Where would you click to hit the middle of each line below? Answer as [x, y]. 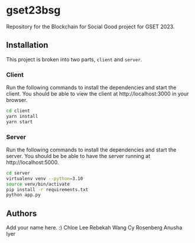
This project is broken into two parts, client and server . [74, 59]
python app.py [24, 195]
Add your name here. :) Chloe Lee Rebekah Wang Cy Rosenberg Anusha [94, 228]
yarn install [22, 116]
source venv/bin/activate [38, 184]
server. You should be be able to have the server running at [78, 156]
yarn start [19, 121]
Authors [22, 213]
